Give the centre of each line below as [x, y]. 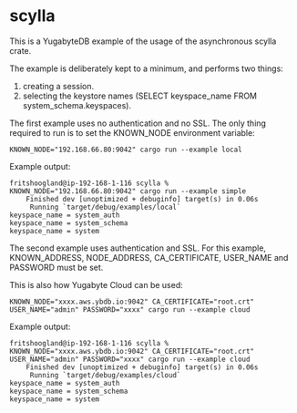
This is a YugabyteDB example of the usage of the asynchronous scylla [143, 41]
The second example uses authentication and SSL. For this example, [138, 248]
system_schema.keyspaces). [77, 105]
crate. [20, 50]
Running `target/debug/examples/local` [105, 207]
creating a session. [58, 86]
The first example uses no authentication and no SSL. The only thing [138, 123]
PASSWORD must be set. [56, 267]
